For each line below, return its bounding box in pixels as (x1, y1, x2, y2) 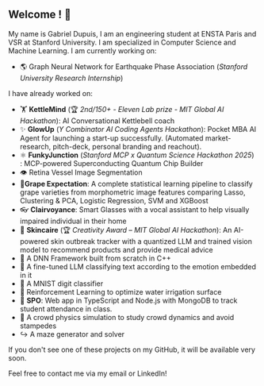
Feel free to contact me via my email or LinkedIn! (8, 369, 167, 378)
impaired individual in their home (19, 216, 127, 226)
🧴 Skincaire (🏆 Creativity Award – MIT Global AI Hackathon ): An (19, 225, 232, 234)
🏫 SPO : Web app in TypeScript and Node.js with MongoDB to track (19, 295, 238, 305)
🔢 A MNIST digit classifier (19, 279, 104, 288)
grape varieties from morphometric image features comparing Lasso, (19, 187, 246, 197)
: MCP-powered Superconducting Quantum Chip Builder (19, 158, 204, 168)
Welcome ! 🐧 (8, 8, 71, 21)
